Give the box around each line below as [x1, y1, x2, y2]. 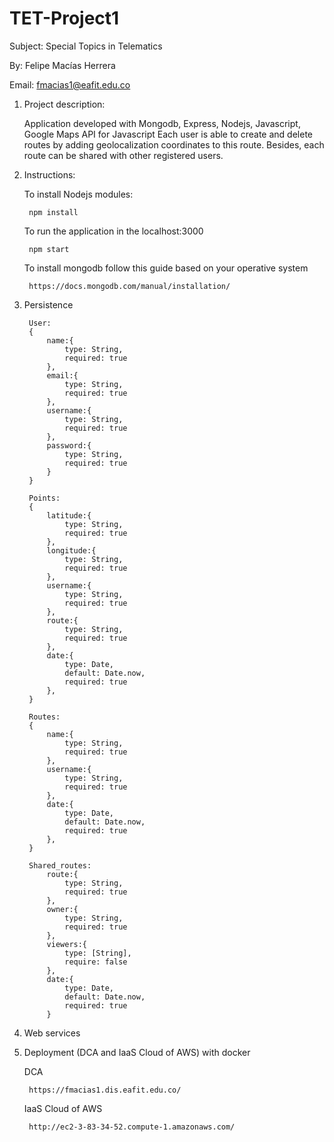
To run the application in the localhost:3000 [23, 225, 204, 237]
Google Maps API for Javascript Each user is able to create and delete [23, 128, 313, 140]
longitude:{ [46, 545, 97, 556]
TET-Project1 [9, 7, 120, 30]
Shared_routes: [28, 860, 92, 871]
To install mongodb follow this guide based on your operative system [23, 262, 309, 274]
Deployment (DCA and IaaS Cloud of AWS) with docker [23, 1046, 251, 1058]
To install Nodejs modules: [23, 188, 134, 200]
